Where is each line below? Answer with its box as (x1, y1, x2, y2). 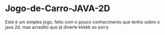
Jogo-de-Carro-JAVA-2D (5, 3, 110, 14)
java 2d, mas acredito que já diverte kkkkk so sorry (5, 24, 109, 30)
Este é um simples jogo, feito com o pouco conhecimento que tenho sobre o (5, 19, 160, 25)
